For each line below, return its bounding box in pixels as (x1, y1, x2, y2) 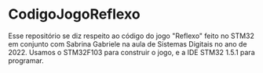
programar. (8, 56, 45, 65)
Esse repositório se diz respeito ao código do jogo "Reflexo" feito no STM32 (8, 31, 255, 40)
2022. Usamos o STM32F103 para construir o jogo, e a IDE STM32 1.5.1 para (8, 47, 255, 57)
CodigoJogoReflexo (8, 5, 141, 23)
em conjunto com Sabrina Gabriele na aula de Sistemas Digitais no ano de (8, 39, 247, 48)
